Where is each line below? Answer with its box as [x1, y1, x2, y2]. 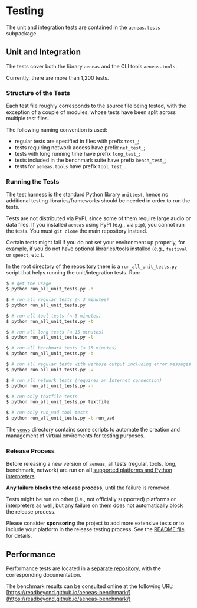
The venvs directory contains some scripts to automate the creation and [6, 426, 180, 433]
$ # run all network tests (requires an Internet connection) [6, 377, 162, 383]
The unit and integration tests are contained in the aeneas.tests [6, 24, 160, 31]
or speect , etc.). [6, 251, 44, 259]
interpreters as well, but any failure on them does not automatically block [6, 502, 183, 509]
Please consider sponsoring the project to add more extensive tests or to [6, 519, 185, 527]
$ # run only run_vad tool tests [6, 410, 88, 416]
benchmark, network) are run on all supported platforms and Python [6, 466, 172, 473]
